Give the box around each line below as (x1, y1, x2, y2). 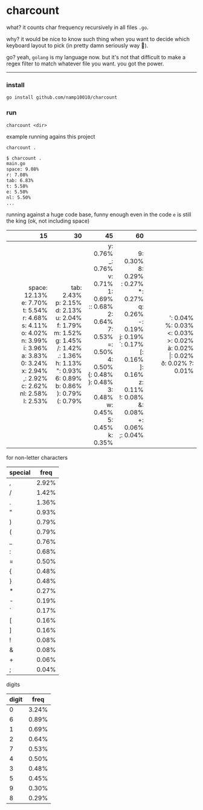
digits (6, 681, 20, 688)
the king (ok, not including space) (6, 217, 90, 224)
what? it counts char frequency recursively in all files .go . (6, 24, 149, 31)
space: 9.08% (6, 166, 39, 172)
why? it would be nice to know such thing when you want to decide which (6, 35, 190, 42)
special (9, 468, 31, 477)
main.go (6, 161, 26, 167)
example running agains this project (6, 132, 95, 140)
